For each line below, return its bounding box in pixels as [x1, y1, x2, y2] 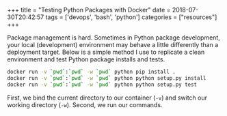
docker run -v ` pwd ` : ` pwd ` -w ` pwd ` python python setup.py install [7, 74, 206, 81]
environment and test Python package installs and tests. [7, 55, 165, 63]
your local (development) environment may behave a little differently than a [7, 41, 219, 48]
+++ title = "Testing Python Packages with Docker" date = [7, 6, 171, 14]
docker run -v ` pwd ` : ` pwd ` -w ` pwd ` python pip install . [7, 68, 176, 75]
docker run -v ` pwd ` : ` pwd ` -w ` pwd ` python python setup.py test [7, 81, 198, 88]
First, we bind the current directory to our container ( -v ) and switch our [7, 93, 207, 102]
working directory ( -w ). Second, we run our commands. [7, 100, 163, 108]
